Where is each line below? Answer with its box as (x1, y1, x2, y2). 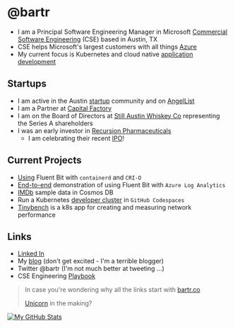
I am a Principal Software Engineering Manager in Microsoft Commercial (17, 27, 228, 36)
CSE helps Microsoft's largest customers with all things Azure (17, 42, 198, 51)
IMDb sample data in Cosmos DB (17, 188, 114, 196)
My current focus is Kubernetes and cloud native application (17, 50, 193, 58)
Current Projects (7, 154, 82, 166)
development (17, 57, 56, 65)
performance (17, 210, 56, 219)
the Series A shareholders (17, 119, 93, 127)
